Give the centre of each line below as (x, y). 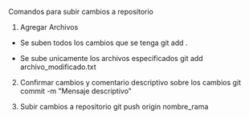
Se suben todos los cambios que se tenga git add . (104, 43)
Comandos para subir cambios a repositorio (81, 12)
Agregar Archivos (49, 27)
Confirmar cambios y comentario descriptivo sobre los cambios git (131, 82)
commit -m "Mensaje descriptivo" (76, 91)
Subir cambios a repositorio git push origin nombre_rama (114, 107)
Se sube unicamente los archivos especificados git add (111, 58)
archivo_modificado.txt (58, 67)
